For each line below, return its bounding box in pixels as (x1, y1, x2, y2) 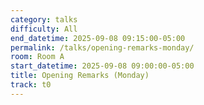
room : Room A (10, 52, 65, 62)
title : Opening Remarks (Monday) (10, 71, 150, 81)
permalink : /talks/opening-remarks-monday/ (10, 42, 195, 53)
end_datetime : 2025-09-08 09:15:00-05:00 (10, 33, 186, 43)
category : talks (10, 14, 78, 25)
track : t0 (10, 80, 52, 90)
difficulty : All (10, 24, 78, 34)
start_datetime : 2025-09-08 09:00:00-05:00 (10, 61, 195, 71)
